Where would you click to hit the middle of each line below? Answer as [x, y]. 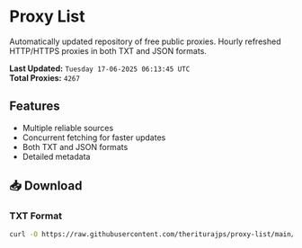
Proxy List [47, 17]
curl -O [24, 235]
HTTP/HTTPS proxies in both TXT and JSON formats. [108, 50]
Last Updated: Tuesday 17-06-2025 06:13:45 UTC [100, 68]
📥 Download [46, 186]
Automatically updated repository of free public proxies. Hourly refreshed [145, 41]
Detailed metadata [56, 156]
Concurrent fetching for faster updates [94, 137]
